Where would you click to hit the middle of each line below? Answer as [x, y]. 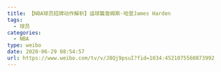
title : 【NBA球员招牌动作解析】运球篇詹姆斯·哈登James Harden [89, 13]
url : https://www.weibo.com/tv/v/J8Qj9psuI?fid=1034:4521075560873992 [111, 58]
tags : [15, 20]
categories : [24, 33]
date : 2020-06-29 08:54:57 [46, 52]
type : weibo [24, 45]
